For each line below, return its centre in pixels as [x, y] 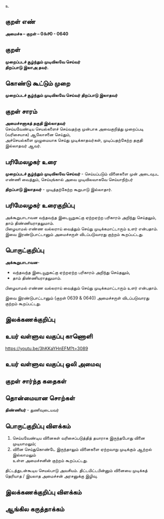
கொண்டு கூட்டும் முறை [38, 84]
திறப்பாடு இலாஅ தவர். [27, 67]
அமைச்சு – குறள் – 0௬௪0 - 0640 [37, 33]
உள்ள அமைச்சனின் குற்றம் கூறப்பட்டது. [50, 461]
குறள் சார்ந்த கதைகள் [36, 381]
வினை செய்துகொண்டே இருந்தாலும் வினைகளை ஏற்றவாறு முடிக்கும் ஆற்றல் [82, 449]
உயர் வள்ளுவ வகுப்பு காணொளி [49, 337]
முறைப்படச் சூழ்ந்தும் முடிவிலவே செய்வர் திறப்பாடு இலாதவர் [61, 95]
